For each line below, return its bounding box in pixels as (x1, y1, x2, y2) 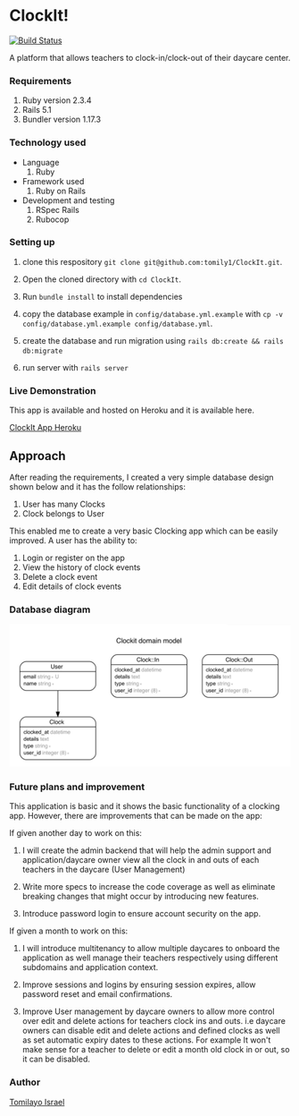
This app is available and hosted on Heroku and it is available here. (9, 405, 255, 416)
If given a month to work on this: (9, 925, 129, 936)
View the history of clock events (21, 561, 141, 573)
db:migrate (21, 346, 63, 355)
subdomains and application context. (21, 962, 159, 973)
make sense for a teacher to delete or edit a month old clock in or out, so (21, 1044, 290, 1055)
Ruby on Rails (35, 185, 87, 196)
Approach (9, 448, 66, 464)
